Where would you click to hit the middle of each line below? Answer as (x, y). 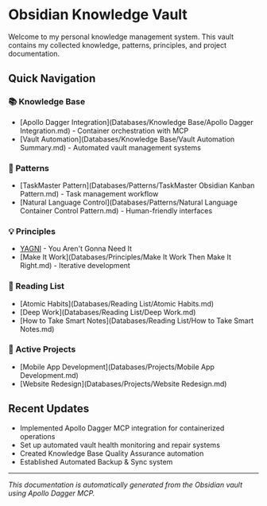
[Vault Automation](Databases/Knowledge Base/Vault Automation (127, 139)
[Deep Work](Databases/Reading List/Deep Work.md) (108, 312)
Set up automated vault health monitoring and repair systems (120, 445)
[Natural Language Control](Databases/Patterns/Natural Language (129, 202)
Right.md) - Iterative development (75, 266)
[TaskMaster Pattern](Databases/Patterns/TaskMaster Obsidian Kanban (137, 185)
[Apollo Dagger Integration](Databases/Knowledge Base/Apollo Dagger (137, 122)
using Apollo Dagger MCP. (52, 493)
